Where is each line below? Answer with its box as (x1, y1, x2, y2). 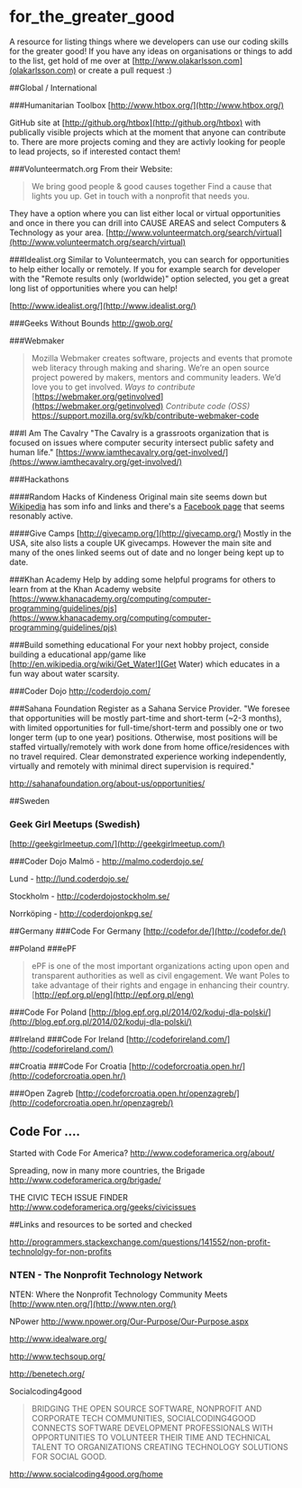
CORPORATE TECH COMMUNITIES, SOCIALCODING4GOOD (31, 1413, 257, 1424)
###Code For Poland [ (9, 1007, 92, 1018)
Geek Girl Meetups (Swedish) (9, 817, 141, 830)
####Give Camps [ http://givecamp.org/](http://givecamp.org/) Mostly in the (9, 527, 292, 538)
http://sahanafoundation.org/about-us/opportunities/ (9, 778, 206, 789)
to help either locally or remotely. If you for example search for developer (9, 263, 281, 274)
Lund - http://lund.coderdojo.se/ (9, 873, 129, 884)
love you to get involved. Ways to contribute (31, 381, 196, 392)
